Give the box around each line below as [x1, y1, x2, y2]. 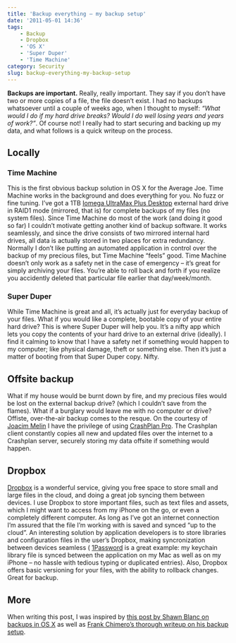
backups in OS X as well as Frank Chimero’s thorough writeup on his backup [7, 620, 229, 628]
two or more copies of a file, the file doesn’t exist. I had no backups [7, 96, 203, 104]
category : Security [7, 63, 65, 70]
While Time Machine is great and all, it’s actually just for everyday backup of [7, 308, 229, 316]
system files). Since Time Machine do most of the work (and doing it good [7, 214, 223, 222]
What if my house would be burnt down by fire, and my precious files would [7, 392, 228, 400]
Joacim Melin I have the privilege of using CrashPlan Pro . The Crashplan [7, 421, 218, 431]
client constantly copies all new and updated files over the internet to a [7, 429, 213, 438]
